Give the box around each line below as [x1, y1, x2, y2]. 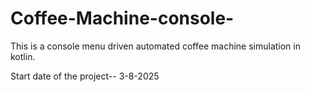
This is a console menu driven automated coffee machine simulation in [10, 40, 301, 52]
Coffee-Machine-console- [10, 7, 235, 30]
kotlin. [10, 50, 36, 62]
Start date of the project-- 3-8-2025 [10, 70, 160, 82]
